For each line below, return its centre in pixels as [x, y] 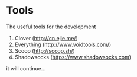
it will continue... [26, 68]
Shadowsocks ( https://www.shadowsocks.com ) [73, 57]
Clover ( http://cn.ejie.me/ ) [46, 38]
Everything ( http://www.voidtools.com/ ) [63, 44]
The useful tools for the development [51, 27]
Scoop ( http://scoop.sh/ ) [45, 50]
